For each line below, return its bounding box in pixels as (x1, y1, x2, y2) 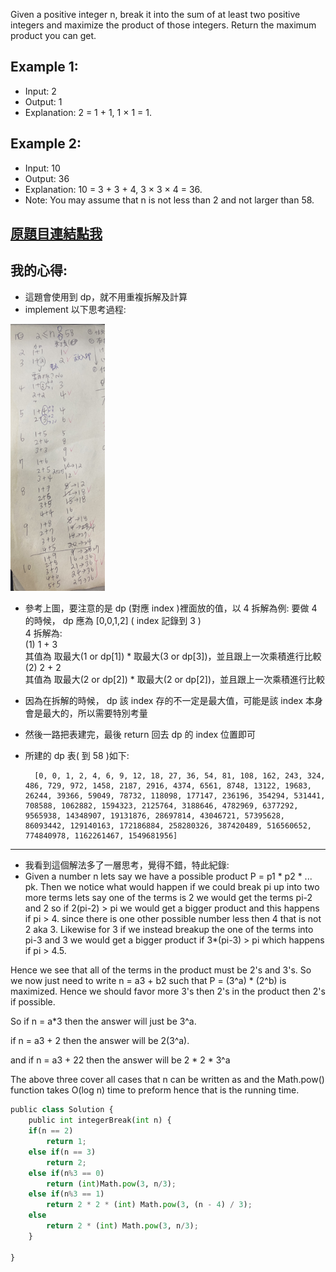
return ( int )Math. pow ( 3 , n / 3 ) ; (46, 1179, 177, 1189)
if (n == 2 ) (28, 1126, 74, 1136)
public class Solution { (10, 1105, 114, 1115)
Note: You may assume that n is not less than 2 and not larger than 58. (24, 194, 315, 206)
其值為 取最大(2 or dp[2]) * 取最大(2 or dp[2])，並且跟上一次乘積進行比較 (24, 674, 325, 686)
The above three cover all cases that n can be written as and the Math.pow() (10, 1074, 325, 1086)
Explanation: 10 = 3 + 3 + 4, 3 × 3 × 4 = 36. (24, 183, 203, 195)
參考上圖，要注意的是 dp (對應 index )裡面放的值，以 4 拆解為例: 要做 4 (24, 602, 318, 614)
